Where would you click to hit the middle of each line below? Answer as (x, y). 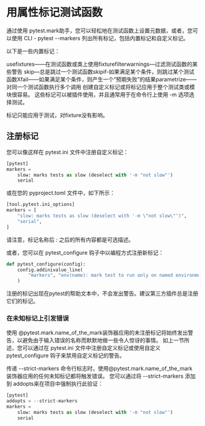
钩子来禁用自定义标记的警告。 (87, 356)
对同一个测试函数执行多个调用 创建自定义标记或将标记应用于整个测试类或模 (101, 87)
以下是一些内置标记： (33, 51)
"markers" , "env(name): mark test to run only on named (101, 275)
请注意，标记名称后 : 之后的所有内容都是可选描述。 (70, 240)
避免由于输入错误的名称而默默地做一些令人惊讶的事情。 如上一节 (103, 340)
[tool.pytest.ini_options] (41, 205)
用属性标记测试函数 (55, 12)
